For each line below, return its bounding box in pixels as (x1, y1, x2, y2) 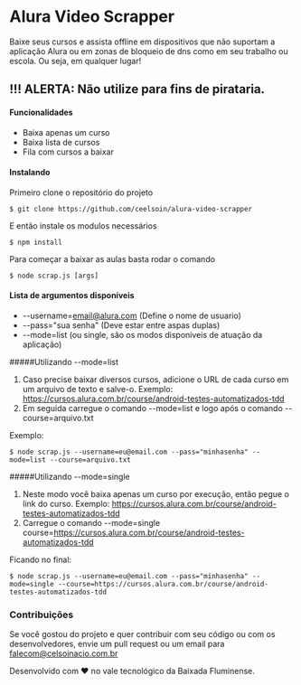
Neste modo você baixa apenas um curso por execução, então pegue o (22, 488, 289, 499)
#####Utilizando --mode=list (9, 356, 119, 367)
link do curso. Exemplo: (22, 498, 110, 509)
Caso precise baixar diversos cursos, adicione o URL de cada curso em (22, 373, 289, 385)
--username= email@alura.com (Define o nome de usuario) (22, 310, 242, 321)
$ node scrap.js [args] (9, 271, 99, 280)
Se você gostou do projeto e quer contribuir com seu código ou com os (9, 629, 276, 640)
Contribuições (9, 608, 74, 621)
